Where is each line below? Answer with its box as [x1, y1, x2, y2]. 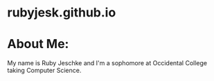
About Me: [7, 36, 69, 52]
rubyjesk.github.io [7, 5, 116, 21]
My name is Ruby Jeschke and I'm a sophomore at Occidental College [7, 59, 208, 67]
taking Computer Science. [7, 67, 82, 75]
